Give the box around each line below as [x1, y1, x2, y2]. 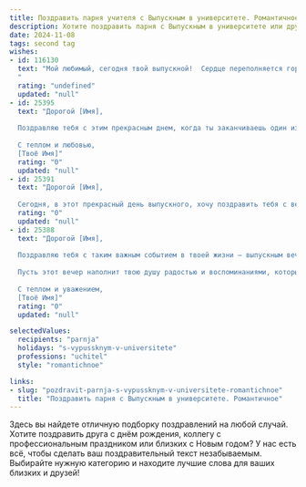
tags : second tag [9, 38, 76, 48]
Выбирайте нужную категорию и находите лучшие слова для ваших [9, 458, 275, 469]
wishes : [9, 47, 39, 57]
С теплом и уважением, [17, 285, 104, 294]
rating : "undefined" [17, 81, 96, 90]
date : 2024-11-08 [9, 30, 76, 39]
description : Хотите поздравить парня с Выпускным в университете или [9, 22, 283, 31]
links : [9, 377, 35, 386]
